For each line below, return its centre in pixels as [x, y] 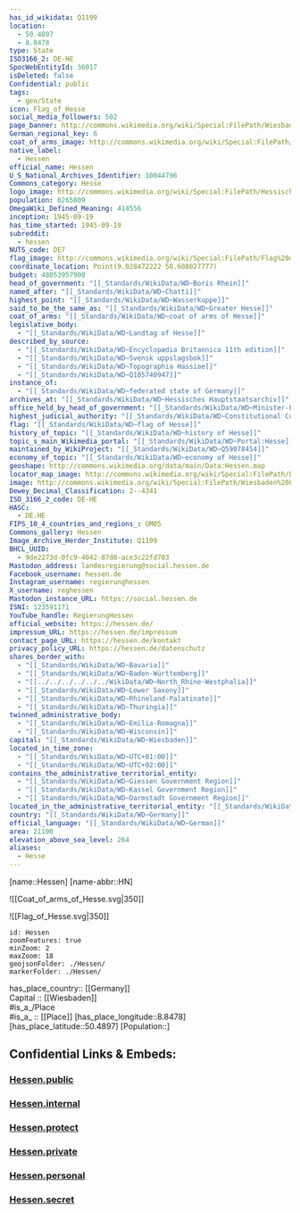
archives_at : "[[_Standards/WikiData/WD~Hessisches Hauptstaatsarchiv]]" [150, 400]
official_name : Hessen [51, 167]
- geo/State [40, 100]
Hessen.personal [47, 1175]
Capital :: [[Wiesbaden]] [53, 998]
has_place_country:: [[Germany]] [70, 988]
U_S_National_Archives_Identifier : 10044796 [93, 175]
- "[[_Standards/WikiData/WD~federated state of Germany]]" [131, 391]
